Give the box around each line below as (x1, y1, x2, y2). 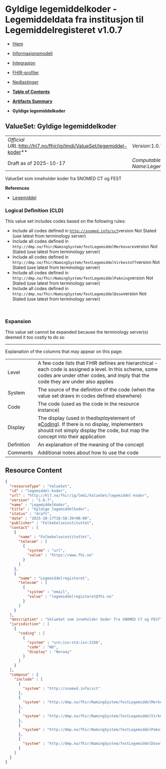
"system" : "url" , (27, 548, 65, 553)
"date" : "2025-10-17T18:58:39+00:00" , (9, 516, 92, 521)
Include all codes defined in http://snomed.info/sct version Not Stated (12, 228, 157, 234)
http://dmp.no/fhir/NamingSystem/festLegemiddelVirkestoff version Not (12, 259, 160, 265)
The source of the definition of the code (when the (38, 386, 155, 393)
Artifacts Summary (12, 98, 53, 104)
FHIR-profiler (12, 69, 40, 75)
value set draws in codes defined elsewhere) (38, 392, 142, 399)
